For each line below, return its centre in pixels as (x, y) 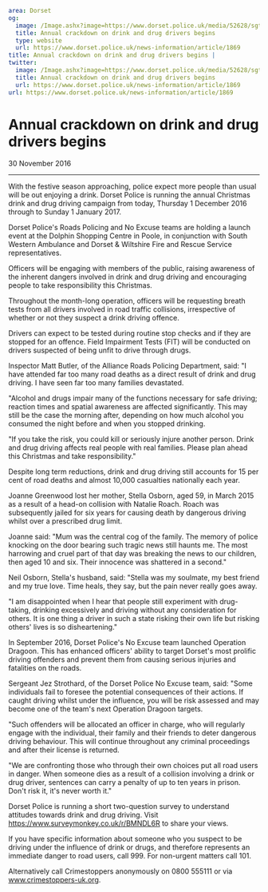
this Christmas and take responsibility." (72, 456)
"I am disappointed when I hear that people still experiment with (113, 602)
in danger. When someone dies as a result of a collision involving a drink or (132, 774)
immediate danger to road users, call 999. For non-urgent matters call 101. (130, 856)
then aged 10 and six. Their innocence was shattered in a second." (118, 562)
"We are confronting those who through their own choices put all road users (133, 766)
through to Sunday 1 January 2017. (65, 212)
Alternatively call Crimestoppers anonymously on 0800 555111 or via (120, 871)
